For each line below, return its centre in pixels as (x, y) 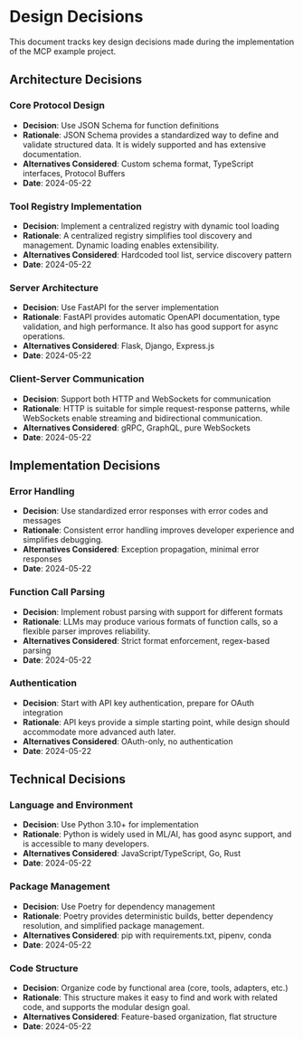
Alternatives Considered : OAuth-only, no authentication (128, 741)
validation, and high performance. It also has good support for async (150, 326)
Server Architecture (54, 288)
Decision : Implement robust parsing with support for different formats (152, 611)
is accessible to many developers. (85, 844)
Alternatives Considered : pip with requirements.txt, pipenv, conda (147, 935)
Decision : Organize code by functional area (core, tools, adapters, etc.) (155, 988)
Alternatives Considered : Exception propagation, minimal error (141, 550)
